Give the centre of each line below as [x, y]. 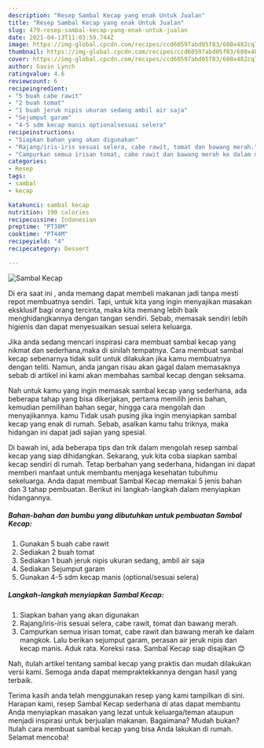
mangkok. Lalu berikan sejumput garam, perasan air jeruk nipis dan [128, 640]
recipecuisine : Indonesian [52, 220]
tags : [17, 176]
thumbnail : [26, 52]
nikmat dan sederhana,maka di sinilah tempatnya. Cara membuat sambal [126, 350]
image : [19, 45]
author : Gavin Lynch [42, 67]
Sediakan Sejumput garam [62, 568]
